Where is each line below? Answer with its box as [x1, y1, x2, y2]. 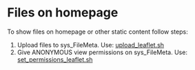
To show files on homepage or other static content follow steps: [7, 27, 188, 36]
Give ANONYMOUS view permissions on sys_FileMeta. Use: [17, 48, 188, 56]
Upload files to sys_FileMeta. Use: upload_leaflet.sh [17, 40, 164, 49]
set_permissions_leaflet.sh [17, 55, 93, 63]
